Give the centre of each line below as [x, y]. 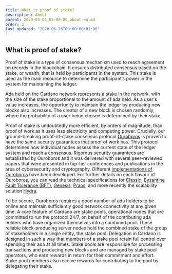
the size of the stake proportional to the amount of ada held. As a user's [81, 99]
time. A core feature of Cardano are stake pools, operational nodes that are [85, 212]
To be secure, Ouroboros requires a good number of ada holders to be [80, 201]
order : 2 [15, 24]
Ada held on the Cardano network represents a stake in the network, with [83, 94]
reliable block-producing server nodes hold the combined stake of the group [86, 228]
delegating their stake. [29, 266]
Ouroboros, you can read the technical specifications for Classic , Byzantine [85, 180]
